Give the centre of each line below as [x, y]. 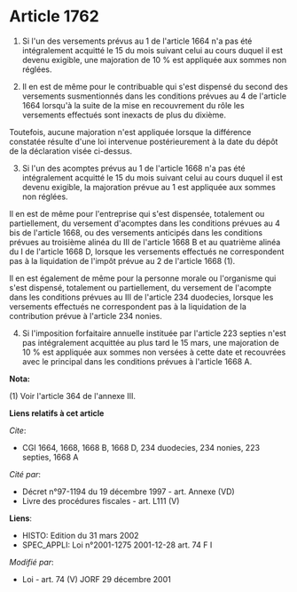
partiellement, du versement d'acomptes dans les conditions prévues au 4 [145, 223]
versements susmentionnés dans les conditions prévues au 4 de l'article [154, 96]
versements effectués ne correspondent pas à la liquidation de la [128, 306]
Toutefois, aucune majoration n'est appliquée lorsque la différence [130, 132]
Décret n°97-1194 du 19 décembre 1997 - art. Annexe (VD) [128, 492]
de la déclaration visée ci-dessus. [71, 151]
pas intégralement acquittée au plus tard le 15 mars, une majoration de [150, 342]
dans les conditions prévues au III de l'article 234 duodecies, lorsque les [141, 297]
